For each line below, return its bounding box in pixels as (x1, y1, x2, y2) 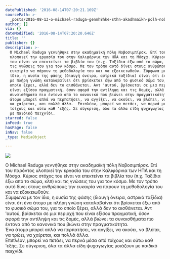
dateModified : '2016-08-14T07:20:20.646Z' (5, 31, 96, 36)
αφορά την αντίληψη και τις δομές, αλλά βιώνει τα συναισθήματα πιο (5, 216, 154, 222)
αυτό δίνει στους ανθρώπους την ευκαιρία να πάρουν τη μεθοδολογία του (5, 184, 163, 190)
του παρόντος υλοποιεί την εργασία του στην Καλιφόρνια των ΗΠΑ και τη (5, 167, 162, 174)
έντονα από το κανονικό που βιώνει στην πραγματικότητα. (5, 221, 129, 228)
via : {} (5, 26, 22, 31)
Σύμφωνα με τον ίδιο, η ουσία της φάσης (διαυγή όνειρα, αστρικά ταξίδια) (5, 194, 163, 200)
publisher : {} (5, 40, 35, 46)
